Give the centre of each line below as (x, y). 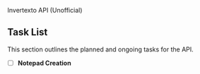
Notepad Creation (45, 63)
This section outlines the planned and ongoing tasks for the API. (101, 49)
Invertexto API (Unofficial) (45, 10)
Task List (28, 32)
